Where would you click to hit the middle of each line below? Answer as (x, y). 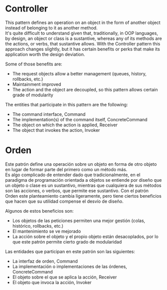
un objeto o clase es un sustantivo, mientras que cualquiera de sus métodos (83, 185)
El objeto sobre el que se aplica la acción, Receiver (65, 277)
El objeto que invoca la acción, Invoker (52, 282)
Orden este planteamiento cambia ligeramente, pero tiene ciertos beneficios (83, 196)
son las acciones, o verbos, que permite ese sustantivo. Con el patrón (77, 191)
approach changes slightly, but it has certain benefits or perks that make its (83, 49)
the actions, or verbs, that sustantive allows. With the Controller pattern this (83, 43)
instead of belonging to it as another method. (52, 27)
